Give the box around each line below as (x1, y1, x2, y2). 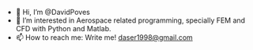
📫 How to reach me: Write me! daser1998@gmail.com (15, 33, 194, 42)
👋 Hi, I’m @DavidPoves (15, 8, 91, 16)
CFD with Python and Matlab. (15, 24, 112, 33)
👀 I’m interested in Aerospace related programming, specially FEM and (15, 16, 246, 25)
